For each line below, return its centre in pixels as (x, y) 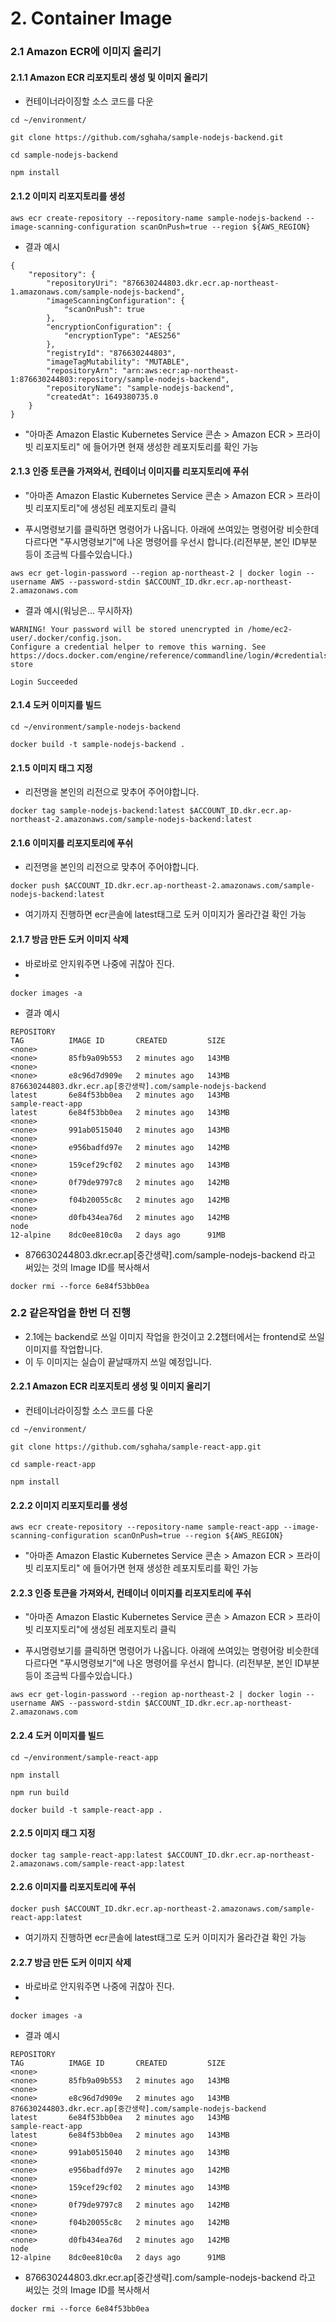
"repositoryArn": (82, 370)
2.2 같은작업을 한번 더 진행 (71, 1313)
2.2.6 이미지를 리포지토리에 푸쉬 (73, 1887)
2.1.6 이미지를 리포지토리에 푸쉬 (72, 843)
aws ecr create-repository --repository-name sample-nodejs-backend (156, 218)
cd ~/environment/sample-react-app (84, 1757)
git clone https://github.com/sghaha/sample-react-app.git (136, 1447)
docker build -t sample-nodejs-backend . (98, 744)
